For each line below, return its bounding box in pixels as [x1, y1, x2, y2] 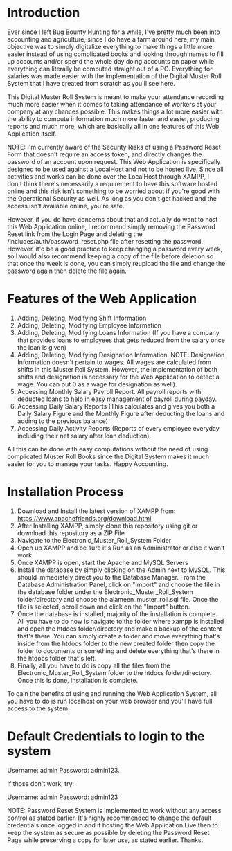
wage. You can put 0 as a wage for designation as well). [17, 379, 177, 388]
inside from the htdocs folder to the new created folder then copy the [17, 639, 215, 647]
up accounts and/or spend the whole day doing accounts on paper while [7, 57, 215, 65]
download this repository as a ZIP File [17, 528, 125, 537]
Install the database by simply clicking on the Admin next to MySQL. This [17, 566, 226, 574]
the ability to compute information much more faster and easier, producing [7, 114, 220, 123]
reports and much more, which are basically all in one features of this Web [7, 122, 220, 130]
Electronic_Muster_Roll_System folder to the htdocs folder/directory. [17, 668, 212, 677]
